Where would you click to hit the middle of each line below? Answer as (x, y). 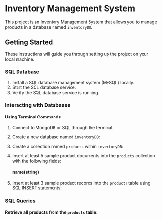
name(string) (26, 172)
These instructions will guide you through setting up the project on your (77, 54)
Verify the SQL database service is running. (56, 93)
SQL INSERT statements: (37, 188)
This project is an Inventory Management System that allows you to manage (81, 22)
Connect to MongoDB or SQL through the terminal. (63, 128)
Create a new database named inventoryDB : (56, 137)
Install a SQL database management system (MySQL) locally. (73, 83)
